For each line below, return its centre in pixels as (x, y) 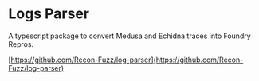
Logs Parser (49, 14)
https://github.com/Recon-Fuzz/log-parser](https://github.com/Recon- (127, 60)
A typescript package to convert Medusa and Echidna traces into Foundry (129, 36)
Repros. (21, 44)
